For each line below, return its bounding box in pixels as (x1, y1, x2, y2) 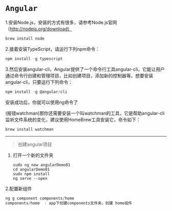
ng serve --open (12, 176, 48, 181)
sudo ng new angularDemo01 (12, 163, 71, 168)
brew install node (5, 36, 45, 41)
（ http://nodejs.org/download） (5, 26, 73, 32)
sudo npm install (12, 171, 50, 177)
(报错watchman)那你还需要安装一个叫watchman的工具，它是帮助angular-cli (5, 110, 165, 116)
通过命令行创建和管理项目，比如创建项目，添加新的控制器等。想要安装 (5, 72, 154, 79)
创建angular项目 (17, 141, 52, 147)
